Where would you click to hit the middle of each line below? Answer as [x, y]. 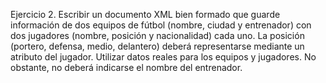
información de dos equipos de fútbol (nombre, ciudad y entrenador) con [161, 25]
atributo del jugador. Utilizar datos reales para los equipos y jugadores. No [163, 57]
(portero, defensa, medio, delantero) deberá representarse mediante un [157, 46]
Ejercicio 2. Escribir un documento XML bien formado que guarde [145, 14]
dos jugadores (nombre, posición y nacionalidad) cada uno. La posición [157, 35]
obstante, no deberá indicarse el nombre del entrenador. [126, 67]
